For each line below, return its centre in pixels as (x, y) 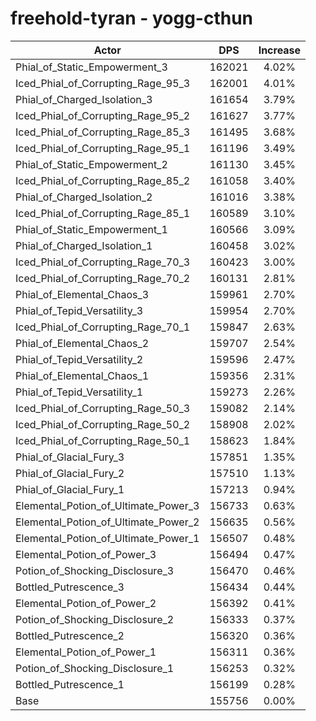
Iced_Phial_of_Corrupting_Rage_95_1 (103, 148)
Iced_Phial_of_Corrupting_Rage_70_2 (103, 278)
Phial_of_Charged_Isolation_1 (84, 245)
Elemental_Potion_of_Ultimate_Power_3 (107, 505)
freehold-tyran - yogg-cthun (132, 18)
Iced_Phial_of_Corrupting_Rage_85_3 (103, 132)
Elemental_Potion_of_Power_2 (86, 603)
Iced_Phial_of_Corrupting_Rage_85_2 (103, 180)
